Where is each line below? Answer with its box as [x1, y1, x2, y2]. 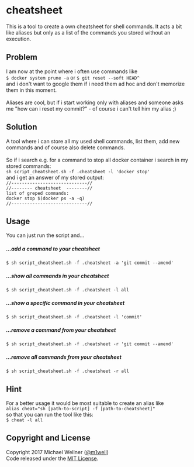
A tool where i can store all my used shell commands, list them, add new [6, 138, 180, 145]
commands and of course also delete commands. [6, 144, 126, 151]
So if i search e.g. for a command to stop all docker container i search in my [6, 156, 189, 163]
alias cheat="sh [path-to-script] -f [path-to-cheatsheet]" [6, 406, 156, 412]
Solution [6, 122, 37, 132]
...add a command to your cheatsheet [6, 245, 101, 252]
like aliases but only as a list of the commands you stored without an [6, 29, 171, 36]
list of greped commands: [6, 190, 69, 196]
